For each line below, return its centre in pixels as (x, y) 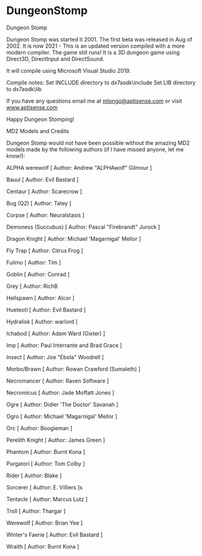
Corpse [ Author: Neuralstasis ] (45, 215)
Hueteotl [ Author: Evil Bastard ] (46, 310)
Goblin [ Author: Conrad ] (38, 274)
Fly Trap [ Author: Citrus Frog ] (45, 251)
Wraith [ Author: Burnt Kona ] (43, 546)
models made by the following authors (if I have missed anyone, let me (95, 149)
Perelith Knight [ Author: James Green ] (56, 440)
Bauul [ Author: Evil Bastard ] (42, 179)
